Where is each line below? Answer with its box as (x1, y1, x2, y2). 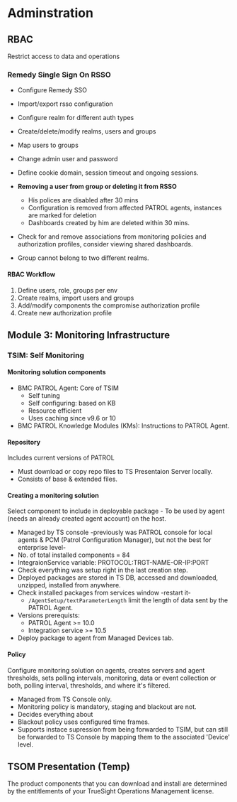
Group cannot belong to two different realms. (17, 254, 150, 262)
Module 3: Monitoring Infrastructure (7, 329, 170, 341)
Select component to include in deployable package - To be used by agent (7, 506, 225, 516)
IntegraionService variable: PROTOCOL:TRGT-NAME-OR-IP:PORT (17, 558, 209, 567)
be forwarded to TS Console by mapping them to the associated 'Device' (17, 732, 231, 741)
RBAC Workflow (7, 270, 56, 278)
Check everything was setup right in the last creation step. (17, 566, 189, 575)
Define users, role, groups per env (17, 286, 118, 294)
